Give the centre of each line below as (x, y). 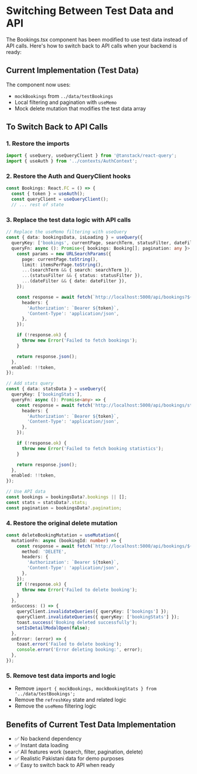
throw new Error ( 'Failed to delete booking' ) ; (79, 590)
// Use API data (26, 492)
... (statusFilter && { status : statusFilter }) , (82, 276)
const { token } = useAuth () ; (48, 194)
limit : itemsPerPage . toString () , (62, 265)
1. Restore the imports (38, 144)
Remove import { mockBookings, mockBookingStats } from (86, 688)
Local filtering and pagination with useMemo (66, 102)
